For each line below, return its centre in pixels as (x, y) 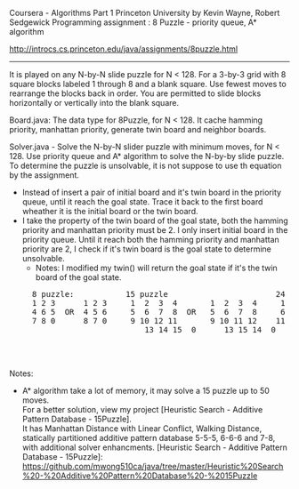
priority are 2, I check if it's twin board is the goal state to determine (146, 249)
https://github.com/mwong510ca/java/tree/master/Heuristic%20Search (153, 466)
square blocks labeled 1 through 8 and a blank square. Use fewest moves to (148, 84)
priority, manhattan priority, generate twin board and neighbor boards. (138, 129)
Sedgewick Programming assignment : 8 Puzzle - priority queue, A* (133, 22)
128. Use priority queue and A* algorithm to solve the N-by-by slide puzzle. (147, 156)
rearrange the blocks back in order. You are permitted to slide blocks (135, 93)
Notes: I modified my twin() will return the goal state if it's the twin (156, 268)
